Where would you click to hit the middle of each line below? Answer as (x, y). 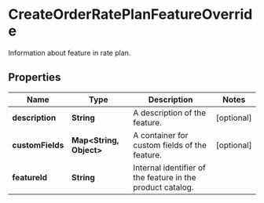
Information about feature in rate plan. (70, 53)
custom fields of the (170, 145)
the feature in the (165, 177)
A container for (161, 135)
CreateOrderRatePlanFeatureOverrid (130, 14)
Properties (35, 77)
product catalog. (163, 187)
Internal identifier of (169, 168)
